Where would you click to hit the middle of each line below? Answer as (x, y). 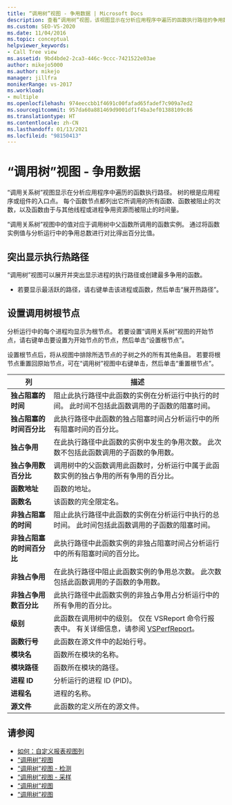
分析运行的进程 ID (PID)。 (95, 680)
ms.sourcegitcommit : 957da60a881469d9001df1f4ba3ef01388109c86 (100, 110)
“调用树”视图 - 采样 (44, 777)
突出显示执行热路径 (48, 257)
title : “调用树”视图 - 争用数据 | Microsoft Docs (75, 13)
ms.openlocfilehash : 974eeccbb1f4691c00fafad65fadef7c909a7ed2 (100, 104)
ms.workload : (26, 91)
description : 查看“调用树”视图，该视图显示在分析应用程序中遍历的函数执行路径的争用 (115, 20)
